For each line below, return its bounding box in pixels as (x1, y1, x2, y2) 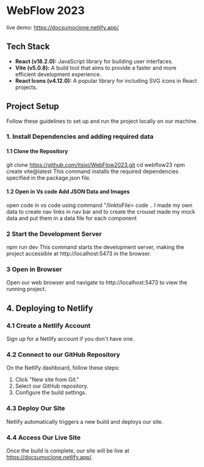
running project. (6, 286, 47, 293)
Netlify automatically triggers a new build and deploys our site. (6, 418, 163, 425)
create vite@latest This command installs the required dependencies (6, 167, 178, 175)
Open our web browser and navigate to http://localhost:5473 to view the (6, 279, 188, 286)
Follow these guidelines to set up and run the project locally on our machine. (6, 117, 198, 125)
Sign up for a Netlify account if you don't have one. (6, 335, 135, 343)
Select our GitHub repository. (15, 382, 89, 390)
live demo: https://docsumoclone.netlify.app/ (6, 24, 119, 31)
